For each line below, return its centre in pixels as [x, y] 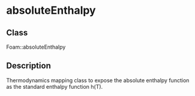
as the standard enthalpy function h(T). [55, 86]
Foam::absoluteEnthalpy [36, 47]
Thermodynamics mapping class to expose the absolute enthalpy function [98, 80]
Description [28, 66]
